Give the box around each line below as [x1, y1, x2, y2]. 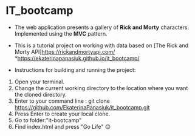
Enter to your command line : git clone [14, 97, 110, 105]
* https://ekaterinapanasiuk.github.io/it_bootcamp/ [14, 54, 140, 62]
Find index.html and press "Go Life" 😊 [14, 123, 111, 130]
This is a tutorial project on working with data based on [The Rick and [14, 42, 189, 49]
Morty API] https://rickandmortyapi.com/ [14, 48, 115, 55]
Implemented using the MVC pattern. [14, 30, 108, 37]
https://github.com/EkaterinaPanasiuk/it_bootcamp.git [14, 103, 150, 111]
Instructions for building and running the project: [14, 66, 136, 73]
